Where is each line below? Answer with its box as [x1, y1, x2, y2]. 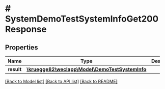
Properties [5, 43, 38, 51]
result [7, 66, 22, 72]
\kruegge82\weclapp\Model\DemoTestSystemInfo [26, 66, 147, 72]
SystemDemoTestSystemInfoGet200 [5, 13, 159, 24]
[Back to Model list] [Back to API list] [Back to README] [5, 79, 118, 84]
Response [5, 24, 47, 35]
